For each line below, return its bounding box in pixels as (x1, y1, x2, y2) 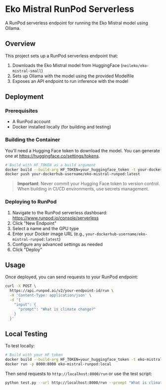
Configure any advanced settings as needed (12, 241, 103, 247)
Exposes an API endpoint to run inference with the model (12, 78, 128, 84)
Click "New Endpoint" (12, 220, 57, 226)
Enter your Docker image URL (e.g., (12, 231, 85, 237)
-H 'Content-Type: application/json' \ (9, 293, 92, 298)
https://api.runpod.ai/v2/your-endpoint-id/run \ (9, 288, 114, 293)
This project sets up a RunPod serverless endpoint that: (5, 53, 119, 59)
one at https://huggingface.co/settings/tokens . (5, 153, 100, 159)
